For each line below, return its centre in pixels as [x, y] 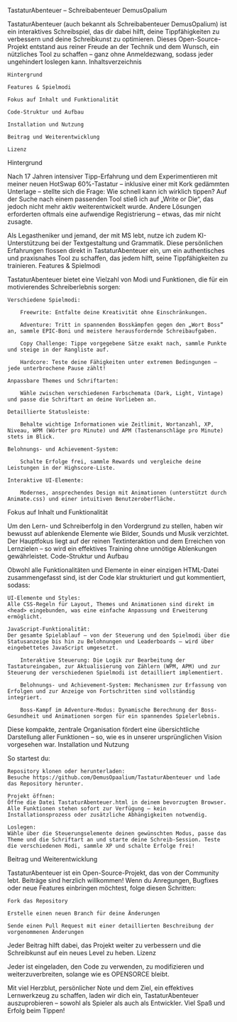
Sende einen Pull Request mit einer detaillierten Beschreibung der [111, 926]
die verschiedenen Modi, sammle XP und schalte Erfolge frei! [101, 846]
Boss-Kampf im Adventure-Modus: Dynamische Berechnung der [109, 710]
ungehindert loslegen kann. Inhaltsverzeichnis [75, 62]
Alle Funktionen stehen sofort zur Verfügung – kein [87, 809]
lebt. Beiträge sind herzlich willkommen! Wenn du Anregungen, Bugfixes [113, 880]
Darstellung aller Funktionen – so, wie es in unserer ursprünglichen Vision [115, 737]
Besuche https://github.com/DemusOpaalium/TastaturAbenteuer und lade [114, 778]
